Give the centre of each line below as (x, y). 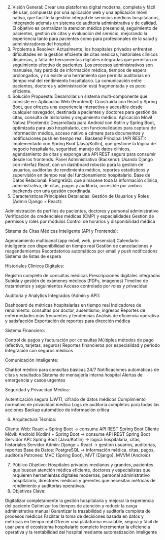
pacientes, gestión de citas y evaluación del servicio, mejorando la (80, 33)
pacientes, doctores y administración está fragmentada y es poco (79, 86)
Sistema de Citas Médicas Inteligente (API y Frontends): (62, 231)
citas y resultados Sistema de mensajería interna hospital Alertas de (74, 375)
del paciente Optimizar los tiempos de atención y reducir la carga (71, 506)
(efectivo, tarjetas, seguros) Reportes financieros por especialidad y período (82, 345)
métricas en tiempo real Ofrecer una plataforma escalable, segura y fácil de (82, 521)
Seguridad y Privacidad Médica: (38, 390)
